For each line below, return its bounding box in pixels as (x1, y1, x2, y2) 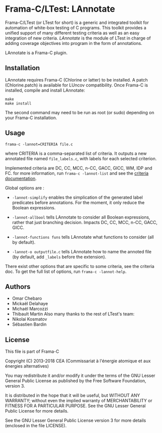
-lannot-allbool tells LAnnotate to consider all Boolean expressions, (12, 214, 150, 220)
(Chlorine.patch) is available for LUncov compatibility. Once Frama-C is (5, 82, 148, 88)
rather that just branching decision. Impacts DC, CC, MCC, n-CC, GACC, (12, 219, 158, 225)
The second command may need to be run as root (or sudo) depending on (5, 109, 155, 115)
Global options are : (5, 185, 45, 191)
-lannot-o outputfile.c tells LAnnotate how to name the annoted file (12, 248, 152, 254)
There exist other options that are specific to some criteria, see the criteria (5, 263, 155, 269)
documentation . (5, 175, 37, 181)
